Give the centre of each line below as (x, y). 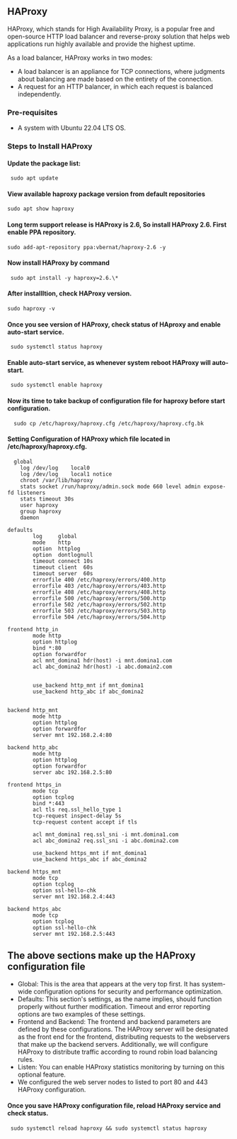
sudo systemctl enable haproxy (56, 385)
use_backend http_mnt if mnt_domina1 (88, 685)
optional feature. (41, 1074)
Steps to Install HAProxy (50, 146)
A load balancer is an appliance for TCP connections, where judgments (121, 71)
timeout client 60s (63, 567)
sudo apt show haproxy (41, 209)
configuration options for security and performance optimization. (128, 991)
